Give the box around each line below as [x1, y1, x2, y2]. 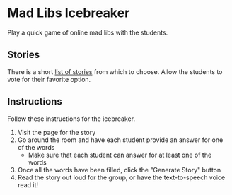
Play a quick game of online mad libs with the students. [7, 28, 168, 37]
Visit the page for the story [17, 128, 96, 136]
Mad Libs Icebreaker [7, 5, 130, 21]
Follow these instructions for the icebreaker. [7, 114, 136, 123]
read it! [17, 180, 39, 189]
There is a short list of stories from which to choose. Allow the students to [7, 67, 223, 76]
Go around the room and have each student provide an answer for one [17, 136, 224, 144]
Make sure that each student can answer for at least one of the [28, 150, 212, 159]
